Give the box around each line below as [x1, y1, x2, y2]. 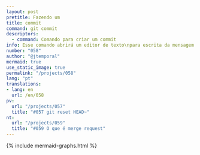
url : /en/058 [11, 92, 44, 98]
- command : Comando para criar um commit [11, 37, 117, 42]
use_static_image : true [6, 64, 66, 71]
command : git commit [6, 25, 58, 32]
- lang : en [6, 87, 34, 93]
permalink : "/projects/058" [6, 70, 77, 76]
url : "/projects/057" [11, 103, 66, 110]
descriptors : [6, 31, 39, 37]
